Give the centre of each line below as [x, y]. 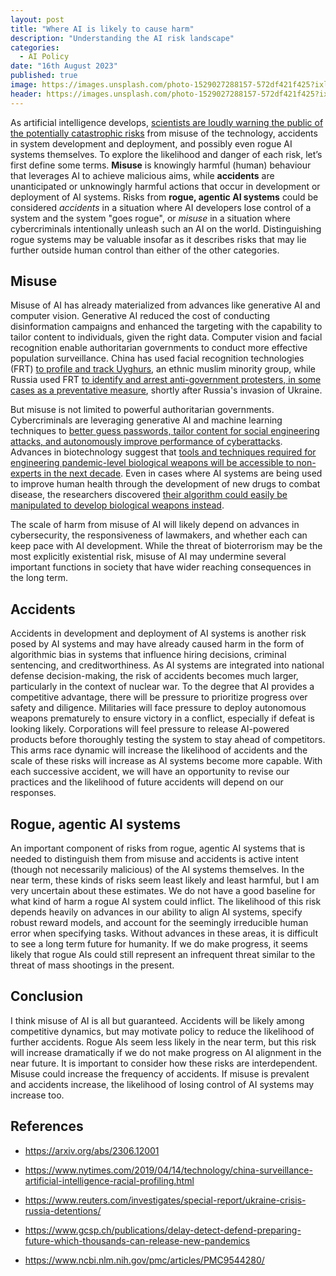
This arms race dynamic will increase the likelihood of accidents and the [159, 750]
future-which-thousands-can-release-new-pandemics [137, 1240]
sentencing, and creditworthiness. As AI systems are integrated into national [167, 665]
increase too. [37, 1095]
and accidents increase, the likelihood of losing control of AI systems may [162, 1084]
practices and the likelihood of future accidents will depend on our [147, 782]
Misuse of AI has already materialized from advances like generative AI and [165, 305]
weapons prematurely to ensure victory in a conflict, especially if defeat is [162, 718]
